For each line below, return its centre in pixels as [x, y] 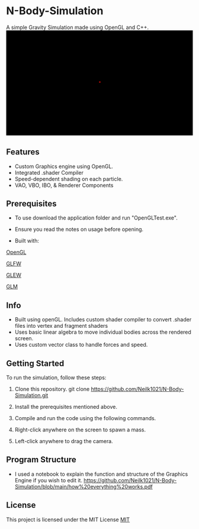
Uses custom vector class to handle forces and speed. [81, 345]
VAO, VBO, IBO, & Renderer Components [64, 185]
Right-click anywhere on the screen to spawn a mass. [80, 430]
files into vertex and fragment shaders [61, 326]
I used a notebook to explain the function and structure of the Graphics [101, 474]
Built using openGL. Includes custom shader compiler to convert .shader [103, 320]
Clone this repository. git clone [52, 389]
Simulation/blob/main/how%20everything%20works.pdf [84, 486]
